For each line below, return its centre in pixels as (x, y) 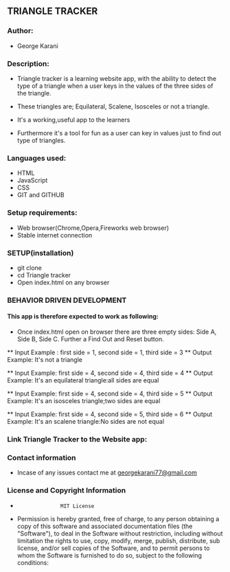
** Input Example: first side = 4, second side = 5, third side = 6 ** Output (110, 414)
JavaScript (32, 181)
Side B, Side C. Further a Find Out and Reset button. (90, 339)
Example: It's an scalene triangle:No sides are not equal (86, 421)
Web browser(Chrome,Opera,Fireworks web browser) (93, 228)
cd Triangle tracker (44, 275)
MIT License (78, 506)
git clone (30, 268)
